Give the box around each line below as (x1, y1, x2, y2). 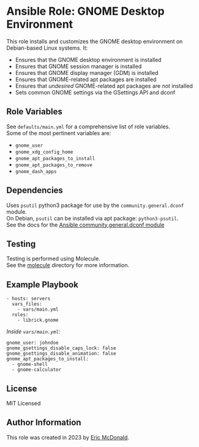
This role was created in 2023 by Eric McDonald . (6, 433, 130, 441)
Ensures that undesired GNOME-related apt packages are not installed (15, 82, 193, 90)
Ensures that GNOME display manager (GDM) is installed (15, 69, 159, 76)
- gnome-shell (12, 361, 48, 368)
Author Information (6, 418, 81, 428)
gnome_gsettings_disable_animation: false (6, 351, 116, 357)
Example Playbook (6, 279, 78, 290)
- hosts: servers (6, 296, 51, 302)
